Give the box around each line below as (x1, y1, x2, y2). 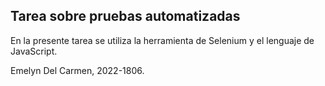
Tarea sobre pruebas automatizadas (10, 8, 241, 25)
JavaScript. (10, 45, 58, 57)
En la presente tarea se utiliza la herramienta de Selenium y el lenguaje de (10, 34, 315, 46)
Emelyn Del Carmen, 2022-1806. (10, 64, 145, 76)
